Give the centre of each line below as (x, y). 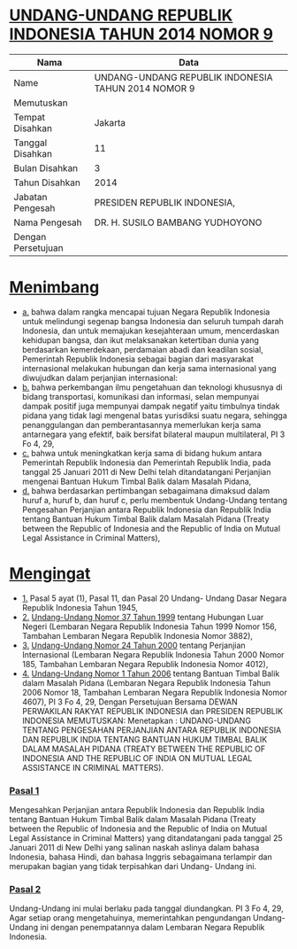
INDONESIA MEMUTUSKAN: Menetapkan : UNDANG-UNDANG (137, 720)
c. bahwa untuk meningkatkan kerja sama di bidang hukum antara (142, 453)
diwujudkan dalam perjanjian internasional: (100, 377)
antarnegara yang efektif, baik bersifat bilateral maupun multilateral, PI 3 (153, 434)
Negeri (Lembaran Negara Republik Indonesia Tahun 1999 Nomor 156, (149, 626)
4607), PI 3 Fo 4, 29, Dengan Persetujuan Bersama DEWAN (130, 702)
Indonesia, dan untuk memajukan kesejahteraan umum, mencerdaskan (151, 331)
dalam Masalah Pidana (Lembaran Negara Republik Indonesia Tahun (146, 682)
